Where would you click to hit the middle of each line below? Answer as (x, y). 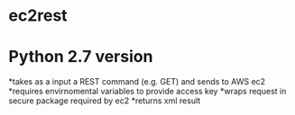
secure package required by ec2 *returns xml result (105, 101)
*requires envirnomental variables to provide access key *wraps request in (147, 92)
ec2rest (38, 16)
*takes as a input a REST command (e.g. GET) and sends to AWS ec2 (137, 82)
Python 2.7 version (81, 57)
